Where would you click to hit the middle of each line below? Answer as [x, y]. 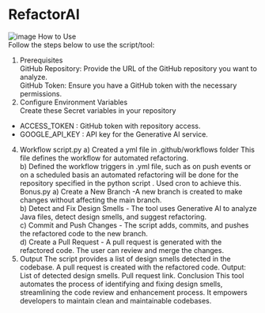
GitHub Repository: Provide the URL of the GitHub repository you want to [138, 68]
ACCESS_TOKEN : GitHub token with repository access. [110, 126]
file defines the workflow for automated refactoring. [104, 158]
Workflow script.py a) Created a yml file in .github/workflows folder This [137, 149]
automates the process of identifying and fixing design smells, [121, 284]
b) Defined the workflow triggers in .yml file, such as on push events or [135, 166]
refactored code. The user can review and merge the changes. [121, 250]
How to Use [57, 36]
